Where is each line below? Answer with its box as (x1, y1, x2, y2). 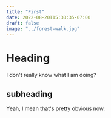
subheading (6, 88, 53, 99)
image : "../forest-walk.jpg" (6, 25, 80, 32)
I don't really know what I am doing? (6, 72, 97, 79)
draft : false (6, 20, 39, 26)
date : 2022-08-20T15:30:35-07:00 (6, 14, 91, 20)
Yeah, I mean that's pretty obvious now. (6, 105, 105, 112)
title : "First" (6, 8, 45, 15)
